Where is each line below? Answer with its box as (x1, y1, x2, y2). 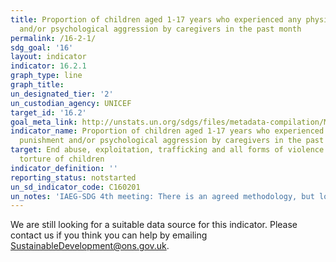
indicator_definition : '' (10, 163, 118, 173)
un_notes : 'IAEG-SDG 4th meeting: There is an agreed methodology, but (10, 191, 315, 201)
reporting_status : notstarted (10, 172, 137, 183)
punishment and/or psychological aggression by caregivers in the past (19, 136, 325, 146)
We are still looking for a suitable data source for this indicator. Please (10, 219, 298, 231)
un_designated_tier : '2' (10, 89, 114, 99)
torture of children (19, 154, 105, 164)
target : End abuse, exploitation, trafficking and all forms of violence (10, 145, 325, 155)
